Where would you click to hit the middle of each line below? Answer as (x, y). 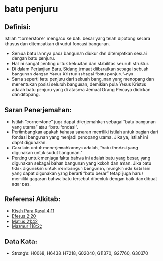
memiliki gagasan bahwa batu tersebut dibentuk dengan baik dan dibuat (84, 178)
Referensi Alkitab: (32, 199)
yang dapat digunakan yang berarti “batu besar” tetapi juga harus (78, 173)
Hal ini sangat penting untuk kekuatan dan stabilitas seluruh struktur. (81, 64)
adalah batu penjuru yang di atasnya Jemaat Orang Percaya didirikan (81, 89)
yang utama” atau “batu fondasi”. (45, 127)
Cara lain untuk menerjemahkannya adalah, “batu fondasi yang (75, 148)
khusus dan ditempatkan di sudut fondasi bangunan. (57, 44)
